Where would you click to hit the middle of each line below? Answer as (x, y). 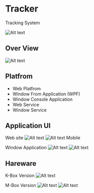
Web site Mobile (43, 138)
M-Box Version (21, 185)
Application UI (28, 126)
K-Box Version (20, 176)
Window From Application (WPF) (46, 94)
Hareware (21, 164)
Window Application (26, 148)
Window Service (29, 110)
